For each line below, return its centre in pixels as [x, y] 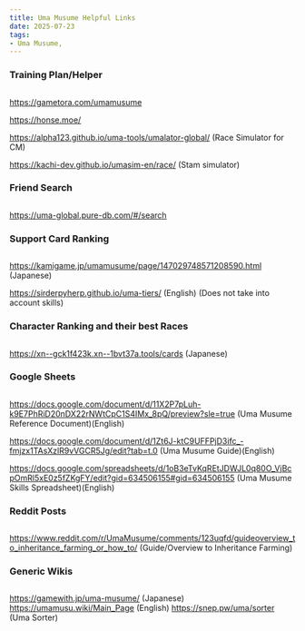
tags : [20, 35]
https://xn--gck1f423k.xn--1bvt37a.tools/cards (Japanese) [119, 353]
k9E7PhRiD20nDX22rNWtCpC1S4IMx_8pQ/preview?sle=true [123, 413]
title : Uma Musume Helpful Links [73, 18]
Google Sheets [43, 377]
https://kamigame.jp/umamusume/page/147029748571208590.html [136, 266]
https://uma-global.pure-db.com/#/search [88, 215]
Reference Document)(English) [67, 423]
